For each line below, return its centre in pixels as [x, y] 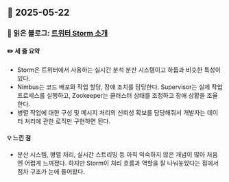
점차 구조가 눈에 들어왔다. [51, 171]
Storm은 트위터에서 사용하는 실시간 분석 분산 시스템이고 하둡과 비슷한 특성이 [119, 70]
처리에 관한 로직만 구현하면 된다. [68, 121]
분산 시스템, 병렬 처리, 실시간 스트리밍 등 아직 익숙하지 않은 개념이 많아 [111, 154]
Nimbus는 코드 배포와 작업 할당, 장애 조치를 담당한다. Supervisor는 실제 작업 [120, 87]
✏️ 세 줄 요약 [23, 51]
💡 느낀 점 [19, 138]
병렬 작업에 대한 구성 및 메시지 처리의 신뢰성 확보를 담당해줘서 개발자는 [111, 112]
